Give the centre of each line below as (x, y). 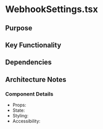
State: (19, 110)
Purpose (19, 28)
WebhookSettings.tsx (51, 9)
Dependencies (28, 62)
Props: (19, 105)
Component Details (29, 94)
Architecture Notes (36, 79)
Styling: (20, 116)
